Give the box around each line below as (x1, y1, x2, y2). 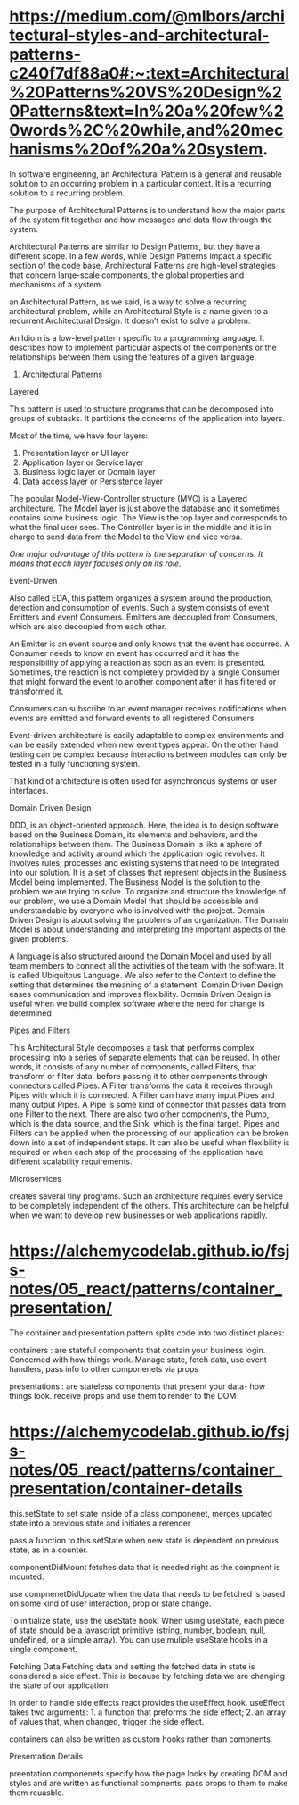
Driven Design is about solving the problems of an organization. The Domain (9, 914, 289, 925)
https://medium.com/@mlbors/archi (9, 6, 285, 27)
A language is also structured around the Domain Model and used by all (9, 951, 271, 961)
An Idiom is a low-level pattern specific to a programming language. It (9, 332, 265, 343)
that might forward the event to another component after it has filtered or (9, 676, 277, 686)
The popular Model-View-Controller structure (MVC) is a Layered (9, 493, 247, 503)
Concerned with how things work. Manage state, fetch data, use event (9, 1354, 267, 1365)
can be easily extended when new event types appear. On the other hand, (9, 739, 280, 750)
